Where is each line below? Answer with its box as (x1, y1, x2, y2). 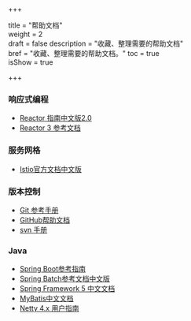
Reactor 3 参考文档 (19, 123, 81, 133)
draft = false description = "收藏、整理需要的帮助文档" (8, 39, 184, 48)
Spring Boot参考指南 (19, 264, 86, 274)
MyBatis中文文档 (19, 293, 74, 304)
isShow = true (8, 58, 53, 67)
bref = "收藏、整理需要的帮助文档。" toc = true (8, 49, 160, 58)
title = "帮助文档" (8, 21, 63, 30)
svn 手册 (19, 225, 48, 234)
